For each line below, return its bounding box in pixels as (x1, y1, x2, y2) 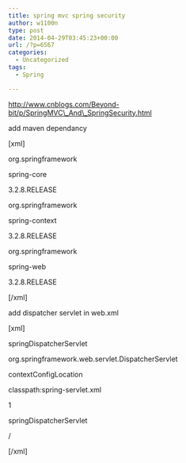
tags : (8, 64, 26, 71)
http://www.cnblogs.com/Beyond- (8, 99, 120, 109)
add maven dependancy (8, 123, 87, 133)
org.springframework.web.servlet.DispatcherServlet (8, 354, 178, 364)
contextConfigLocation (8, 369, 83, 379)
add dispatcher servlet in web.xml (8, 307, 119, 318)
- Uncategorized (15, 56, 69, 64)
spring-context (8, 215, 57, 225)
